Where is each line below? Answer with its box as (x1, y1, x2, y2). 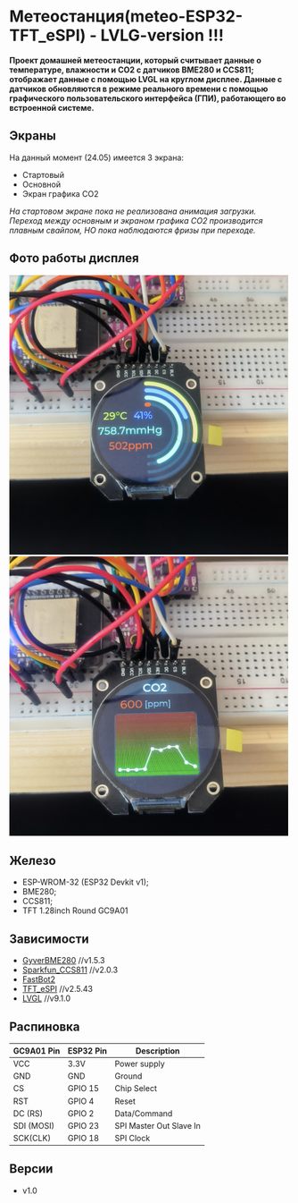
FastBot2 (21, 974, 56, 985)
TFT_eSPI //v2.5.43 (21, 984, 94, 995)
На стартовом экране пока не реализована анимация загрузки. (9, 206, 257, 216)
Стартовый (21, 169, 65, 180)
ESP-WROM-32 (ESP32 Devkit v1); (21, 877, 149, 887)
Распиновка (9, 1019, 80, 1034)
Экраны (9, 128, 56, 144)
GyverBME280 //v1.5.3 (21, 955, 105, 966)
